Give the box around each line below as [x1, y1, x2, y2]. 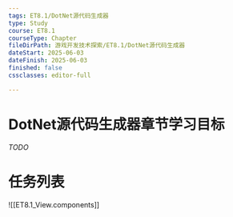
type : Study [8, 19, 48, 27]
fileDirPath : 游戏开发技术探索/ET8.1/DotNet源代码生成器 [8, 42, 186, 50]
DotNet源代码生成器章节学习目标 [8, 115, 225, 133]
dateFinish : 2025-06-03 [8, 57, 88, 65]
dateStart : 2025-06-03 [8, 49, 84, 57]
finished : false [8, 64, 62, 72]
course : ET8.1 [8, 26, 56, 34]
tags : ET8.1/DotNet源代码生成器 [8, 11, 110, 20]
